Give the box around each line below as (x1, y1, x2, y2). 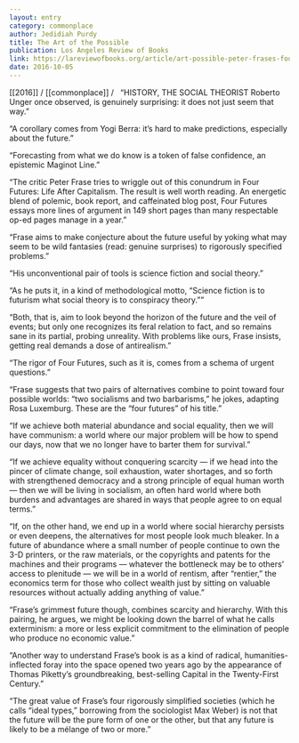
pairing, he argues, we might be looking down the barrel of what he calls (9, 613, 275, 624)
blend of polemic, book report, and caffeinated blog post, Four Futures (9, 195, 268, 206)
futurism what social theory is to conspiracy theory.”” (9, 295, 205, 305)
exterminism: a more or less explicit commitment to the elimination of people (9, 623, 289, 634)
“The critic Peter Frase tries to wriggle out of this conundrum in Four (9, 176, 260, 187)
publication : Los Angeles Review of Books (9, 46, 169, 55)
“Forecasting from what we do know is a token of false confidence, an (9, 149, 267, 160)
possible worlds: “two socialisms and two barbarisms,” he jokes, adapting (9, 393, 279, 404)
